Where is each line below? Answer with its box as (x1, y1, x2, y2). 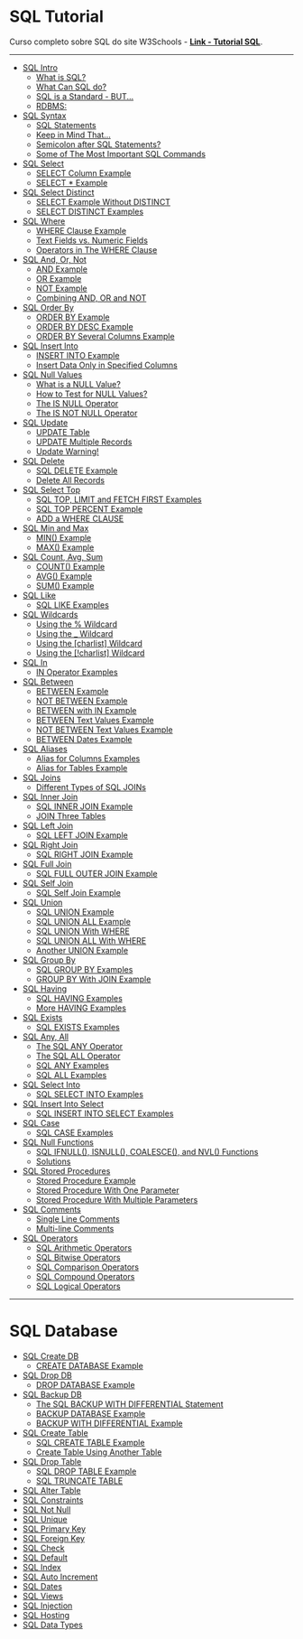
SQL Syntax (22, 110, 67, 121)
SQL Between (22, 675, 74, 687)
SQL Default (22, 1551, 68, 1563)
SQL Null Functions (22, 1136, 95, 1148)
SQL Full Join (22, 858, 72, 869)
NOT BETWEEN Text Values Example (35, 724, 173, 735)
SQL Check (22, 1542, 65, 1553)
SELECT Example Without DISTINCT (35, 196, 171, 207)
